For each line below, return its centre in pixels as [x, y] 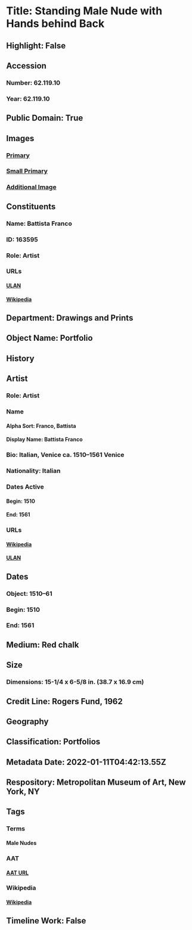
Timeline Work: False [46, 921]
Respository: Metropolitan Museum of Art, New [96, 783]
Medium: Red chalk [43, 645]
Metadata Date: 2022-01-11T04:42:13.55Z [86, 762]
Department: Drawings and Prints [70, 318]
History [20, 358]
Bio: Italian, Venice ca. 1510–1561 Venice [65, 455]
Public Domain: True [45, 118]
